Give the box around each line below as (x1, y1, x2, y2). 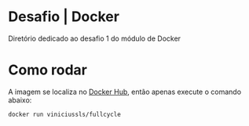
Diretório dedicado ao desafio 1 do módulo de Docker (8, 34, 181, 43)
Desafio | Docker (8, 8, 120, 26)
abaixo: (8, 95, 32, 105)
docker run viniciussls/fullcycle (8, 110, 122, 118)
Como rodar (8, 61, 88, 79)
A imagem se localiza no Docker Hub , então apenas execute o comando (8, 87, 242, 96)
